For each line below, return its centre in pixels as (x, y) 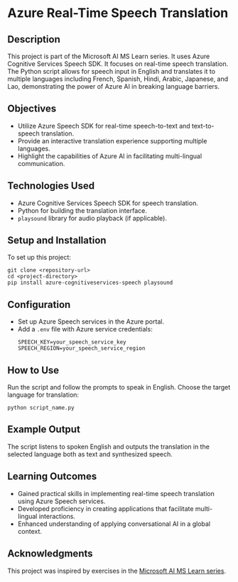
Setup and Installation (57, 240)
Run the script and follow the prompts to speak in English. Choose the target (119, 388)
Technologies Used (51, 186)
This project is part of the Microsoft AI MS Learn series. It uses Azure (109, 56)
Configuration (39, 304)
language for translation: (43, 395)
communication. (41, 163)
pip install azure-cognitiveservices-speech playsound (90, 283)
